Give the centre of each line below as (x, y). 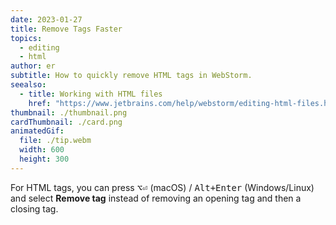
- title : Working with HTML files (91, 94)
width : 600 (42, 150)
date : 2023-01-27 (46, 19)
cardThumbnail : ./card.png (66, 122)
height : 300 (44, 159)
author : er (33, 66)
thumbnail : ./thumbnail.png (69, 112)
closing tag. (34, 208)
